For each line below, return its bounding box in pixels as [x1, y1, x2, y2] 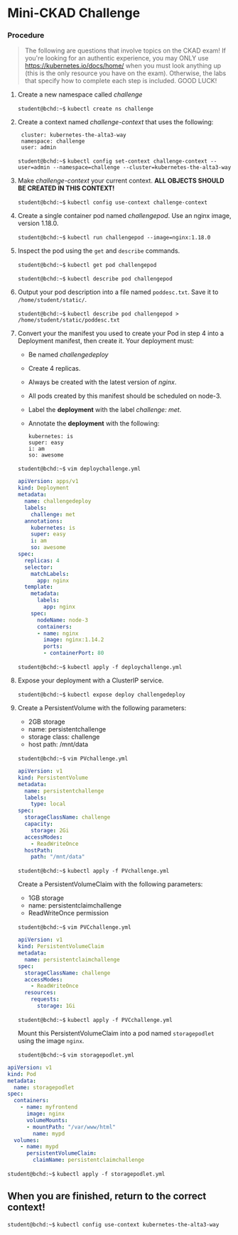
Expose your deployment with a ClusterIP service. [17, 676, 164, 685]
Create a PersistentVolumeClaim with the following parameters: [17, 880, 203, 888]
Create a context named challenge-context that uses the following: [17, 118, 214, 126]
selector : [24, 563, 53, 571]
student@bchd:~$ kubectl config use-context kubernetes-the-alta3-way [7, 1221, 220, 1228]
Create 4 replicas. [28, 364, 81, 373]
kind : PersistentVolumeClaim [17, 943, 104, 950]
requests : [31, 996, 60, 1003]
